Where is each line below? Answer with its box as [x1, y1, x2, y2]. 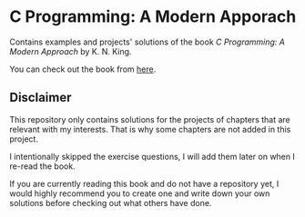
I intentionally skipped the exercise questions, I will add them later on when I [9, 151, 296, 162]
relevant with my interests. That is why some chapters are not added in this [9, 123, 291, 134]
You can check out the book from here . [9, 64, 157, 74]
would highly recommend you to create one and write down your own [9, 188, 270, 199]
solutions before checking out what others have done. [9, 197, 212, 208]
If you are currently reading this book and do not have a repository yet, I [9, 178, 280, 189]
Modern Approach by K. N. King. [9, 45, 132, 56]
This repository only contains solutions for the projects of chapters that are [9, 113, 291, 124]
